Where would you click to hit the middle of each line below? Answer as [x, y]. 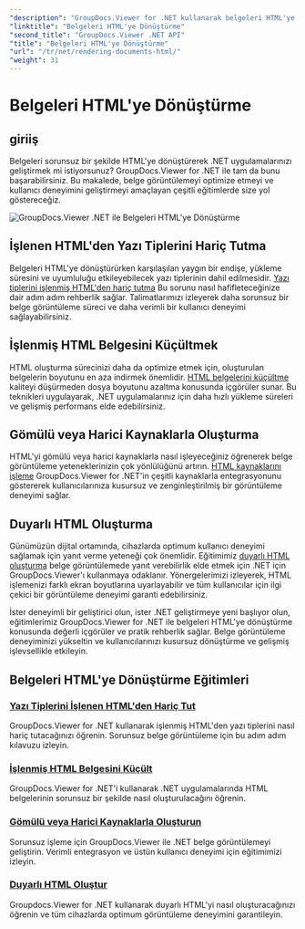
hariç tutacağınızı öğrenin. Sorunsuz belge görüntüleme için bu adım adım [148, 735]
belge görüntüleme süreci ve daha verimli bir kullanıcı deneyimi [127, 307]
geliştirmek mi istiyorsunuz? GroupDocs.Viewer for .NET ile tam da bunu [145, 171]
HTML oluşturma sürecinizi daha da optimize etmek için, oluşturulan [137, 367]
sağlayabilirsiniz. [41, 317]
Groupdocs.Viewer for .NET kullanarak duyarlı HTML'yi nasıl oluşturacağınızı [152, 904]
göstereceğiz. [36, 200]
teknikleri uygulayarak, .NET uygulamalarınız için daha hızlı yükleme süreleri [152, 396]
